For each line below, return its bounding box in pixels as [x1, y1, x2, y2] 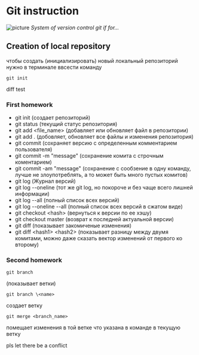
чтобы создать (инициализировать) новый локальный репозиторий [6, 57, 178, 64]
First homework [6, 100, 53, 109]
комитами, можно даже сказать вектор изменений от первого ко [14, 235, 183, 242]
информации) [14, 190, 50, 198]
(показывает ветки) [6, 280, 56, 287]
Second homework [6, 256, 63, 264]
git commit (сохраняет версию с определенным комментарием [14, 139, 177, 147]
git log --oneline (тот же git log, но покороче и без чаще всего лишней [14, 184, 193, 191]
